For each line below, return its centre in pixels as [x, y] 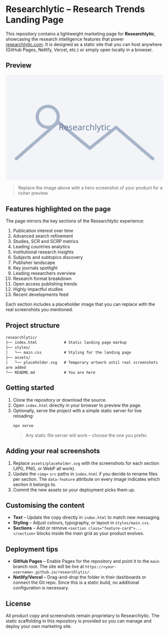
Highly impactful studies [38, 289]
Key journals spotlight [35, 268]
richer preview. [33, 193]
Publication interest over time [43, 231]
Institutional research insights [43, 252]
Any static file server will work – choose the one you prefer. [86, 435]
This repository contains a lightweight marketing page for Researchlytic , [81, 34]
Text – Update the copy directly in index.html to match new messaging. [87, 517]
